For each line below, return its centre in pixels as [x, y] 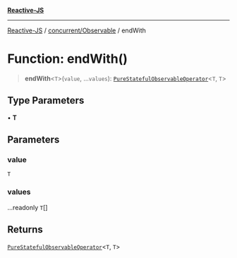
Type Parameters [46, 100]
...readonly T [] [28, 207]
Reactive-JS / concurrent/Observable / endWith [77, 30]
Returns [25, 229]
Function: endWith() [68, 59]
